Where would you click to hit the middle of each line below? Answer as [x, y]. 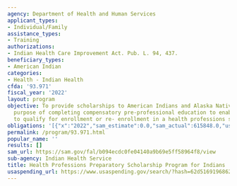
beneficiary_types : [36, 60]
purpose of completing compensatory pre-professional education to [115, 112]
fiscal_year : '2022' [38, 93]
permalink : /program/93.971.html [56, 132]
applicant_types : [33, 21]
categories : [25, 73]
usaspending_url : [33, 172]
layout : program [31, 100]
